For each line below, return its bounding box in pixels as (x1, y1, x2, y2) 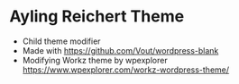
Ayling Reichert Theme (9, 6, 185, 27)
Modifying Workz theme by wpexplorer (22, 55, 169, 65)
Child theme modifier (22, 36, 101, 46)
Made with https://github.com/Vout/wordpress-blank (22, 45, 219, 55)
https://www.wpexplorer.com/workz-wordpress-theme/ (22, 64, 230, 75)
